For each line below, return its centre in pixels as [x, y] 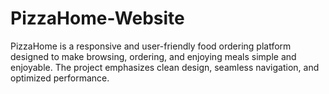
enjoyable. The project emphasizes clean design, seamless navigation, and [165, 67]
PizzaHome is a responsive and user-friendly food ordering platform [151, 46]
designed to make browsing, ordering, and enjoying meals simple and [153, 56]
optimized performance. [60, 78]
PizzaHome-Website [97, 18]
